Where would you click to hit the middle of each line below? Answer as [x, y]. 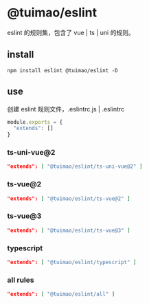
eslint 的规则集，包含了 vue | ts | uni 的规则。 [71, 32]
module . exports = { [35, 122]
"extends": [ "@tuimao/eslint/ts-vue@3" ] [69, 230]
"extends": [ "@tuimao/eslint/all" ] [61, 294]
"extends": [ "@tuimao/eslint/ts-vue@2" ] [69, 198]
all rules [21, 280]
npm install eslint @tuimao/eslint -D [62, 70]
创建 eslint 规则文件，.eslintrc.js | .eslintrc [66, 109]
